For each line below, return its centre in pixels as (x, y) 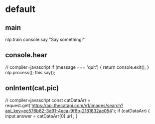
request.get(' (18, 105)
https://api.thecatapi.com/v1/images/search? (77, 105)
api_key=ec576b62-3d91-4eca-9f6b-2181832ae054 (59, 111)
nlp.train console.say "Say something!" (45, 39)
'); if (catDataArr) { (131, 111)
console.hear (26, 55)
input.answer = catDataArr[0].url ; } (42, 116)
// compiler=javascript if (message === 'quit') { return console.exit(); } (77, 67)
